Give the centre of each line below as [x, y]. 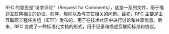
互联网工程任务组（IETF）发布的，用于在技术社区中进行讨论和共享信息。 [82, 20]
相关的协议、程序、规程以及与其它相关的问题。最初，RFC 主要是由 [93, 14]
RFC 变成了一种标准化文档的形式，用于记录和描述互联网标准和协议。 [86, 26]
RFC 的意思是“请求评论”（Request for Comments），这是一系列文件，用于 [82, 7]
